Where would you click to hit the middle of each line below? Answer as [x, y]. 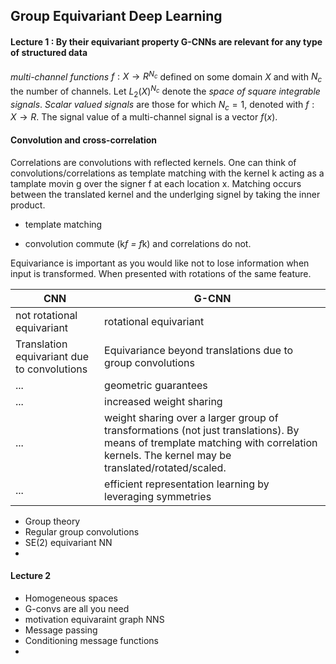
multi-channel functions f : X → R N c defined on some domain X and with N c [166, 77]
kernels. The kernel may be [168, 455]
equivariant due [52, 356]
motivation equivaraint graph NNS [94, 619]
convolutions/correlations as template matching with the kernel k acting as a [167, 173]
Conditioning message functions [91, 640]
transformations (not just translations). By [202, 430]
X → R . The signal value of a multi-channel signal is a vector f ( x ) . [144, 117]
